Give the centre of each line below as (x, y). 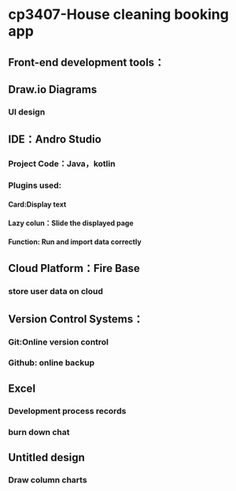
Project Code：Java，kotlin (62, 164)
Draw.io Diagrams (53, 89)
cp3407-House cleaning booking (119, 15)
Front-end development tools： (87, 62)
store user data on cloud (56, 292)
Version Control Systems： (76, 319)
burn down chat (39, 432)
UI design (27, 112)
